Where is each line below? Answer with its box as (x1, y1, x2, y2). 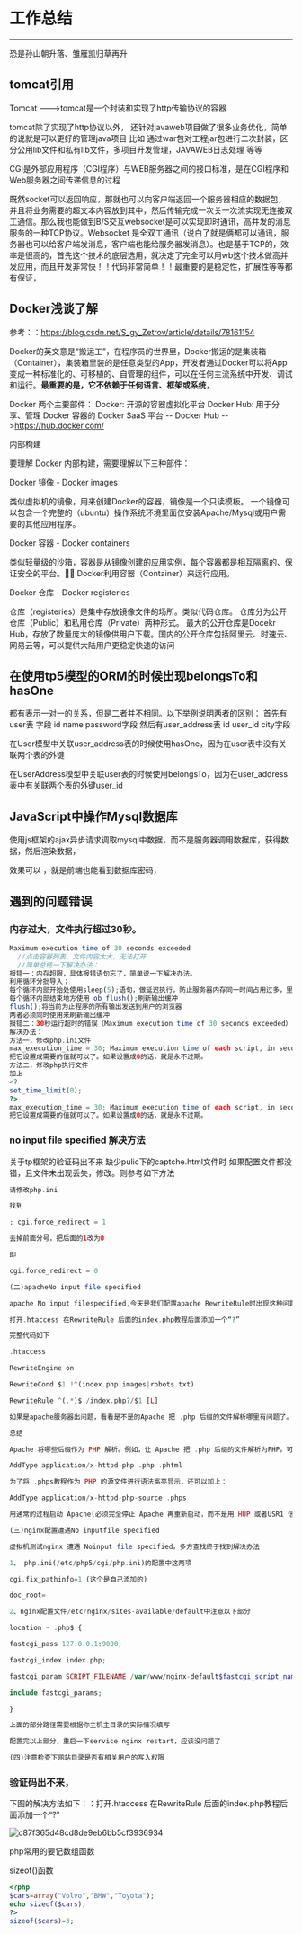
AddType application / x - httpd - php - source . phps (9, 1493, 187, 1502)
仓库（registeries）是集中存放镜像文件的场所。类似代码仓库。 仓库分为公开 (9, 606, 288, 617)
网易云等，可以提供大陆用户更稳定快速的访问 (9, 639, 175, 650)
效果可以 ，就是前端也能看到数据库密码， (9, 865, 162, 876)
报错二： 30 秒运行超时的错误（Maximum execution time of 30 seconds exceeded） (9, 1019, 292, 1028)
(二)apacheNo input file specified (9, 1282, 141, 1291)
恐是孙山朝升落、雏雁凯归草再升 (9, 48, 128, 58)
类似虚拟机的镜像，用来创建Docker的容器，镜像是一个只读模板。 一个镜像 (9, 495, 283, 506)
